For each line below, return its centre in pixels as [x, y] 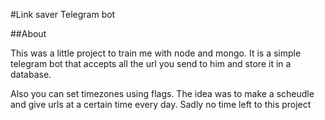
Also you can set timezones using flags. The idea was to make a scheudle [162, 93]
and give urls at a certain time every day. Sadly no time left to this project [161, 104]
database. [31, 74]
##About [28, 33]
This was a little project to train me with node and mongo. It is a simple [156, 53]
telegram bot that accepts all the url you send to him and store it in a [151, 63]
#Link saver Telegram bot [63, 14]
